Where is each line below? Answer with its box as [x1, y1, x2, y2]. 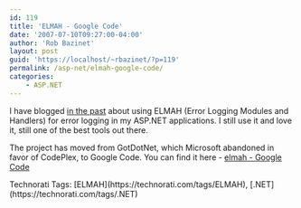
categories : [9, 72, 54, 81]
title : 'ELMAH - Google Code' [9, 22, 124, 31]
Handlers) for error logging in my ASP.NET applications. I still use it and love [9, 115, 292, 126]
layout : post [9, 47, 59, 56]
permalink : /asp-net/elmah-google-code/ [9, 64, 165, 73]
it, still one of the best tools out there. [9, 124, 149, 136]
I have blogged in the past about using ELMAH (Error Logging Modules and [9, 105, 289, 116]
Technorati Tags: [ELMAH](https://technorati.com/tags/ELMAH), [9, 178, 249, 190]
